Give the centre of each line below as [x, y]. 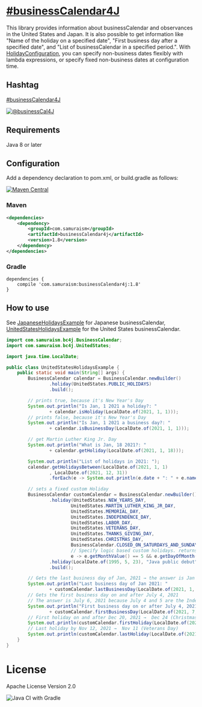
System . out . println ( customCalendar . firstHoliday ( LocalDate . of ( [109, 623]
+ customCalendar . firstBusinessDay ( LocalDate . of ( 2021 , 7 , [123, 612]
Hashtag [23, 85]
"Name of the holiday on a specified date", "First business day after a [92, 40]
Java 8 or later [24, 144]
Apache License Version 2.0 [41, 686]
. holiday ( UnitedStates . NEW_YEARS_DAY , [98, 501]
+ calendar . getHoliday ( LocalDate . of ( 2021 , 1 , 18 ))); [117, 450]
